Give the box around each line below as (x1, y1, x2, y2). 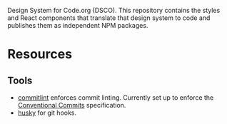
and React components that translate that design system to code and (7, 14, 211, 22)
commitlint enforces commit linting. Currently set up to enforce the (17, 93, 214, 102)
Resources (7, 46, 73, 63)
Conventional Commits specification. (17, 101, 126, 109)
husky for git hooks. (17, 108, 77, 117)
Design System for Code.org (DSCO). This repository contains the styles (7, 6, 221, 14)
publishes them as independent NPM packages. (7, 21, 148, 29)
